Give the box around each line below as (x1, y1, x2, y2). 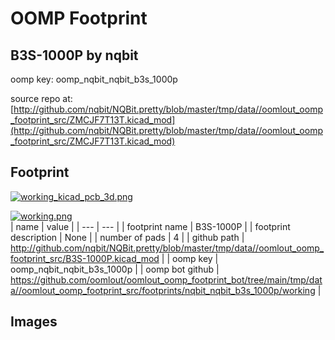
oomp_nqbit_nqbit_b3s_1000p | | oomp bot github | (10, 263, 220, 275)
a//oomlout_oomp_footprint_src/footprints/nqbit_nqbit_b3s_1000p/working (10, 284, 316, 296)
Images (10, 313, 58, 331)
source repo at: (10, 93, 73, 104)
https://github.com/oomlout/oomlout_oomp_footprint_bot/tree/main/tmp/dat (10, 273, 323, 286)
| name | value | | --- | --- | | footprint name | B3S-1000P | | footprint (10, 220, 291, 232)
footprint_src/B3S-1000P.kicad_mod (10, 252, 160, 264)
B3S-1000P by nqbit (10, 47, 139, 64)
